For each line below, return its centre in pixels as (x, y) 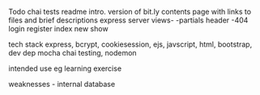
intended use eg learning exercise (65, 68)
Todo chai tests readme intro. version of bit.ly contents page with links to (130, 12)
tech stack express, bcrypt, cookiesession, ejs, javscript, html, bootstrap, (130, 44)
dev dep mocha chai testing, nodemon (72, 53)
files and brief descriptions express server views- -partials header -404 (128, 20)
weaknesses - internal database (62, 84)
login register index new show (58, 29)
